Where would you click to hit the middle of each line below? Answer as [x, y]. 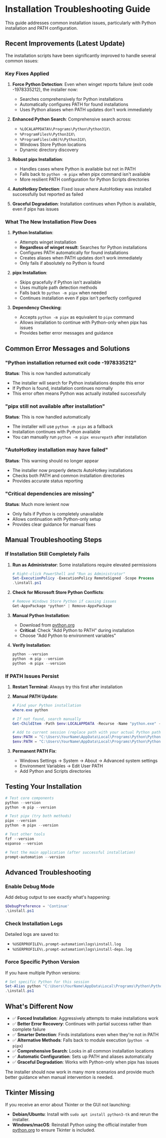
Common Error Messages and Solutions [67, 349]
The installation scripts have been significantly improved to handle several [81, 55]
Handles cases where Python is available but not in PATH [78, 169]
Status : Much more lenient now [37, 504]
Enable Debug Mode [30, 886]
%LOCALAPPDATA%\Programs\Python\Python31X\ [65, 129]
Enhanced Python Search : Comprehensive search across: [72, 119]
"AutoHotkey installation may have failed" [57, 450]
